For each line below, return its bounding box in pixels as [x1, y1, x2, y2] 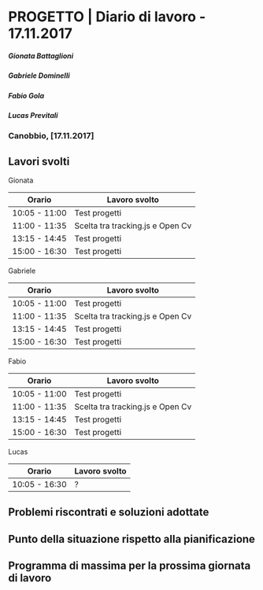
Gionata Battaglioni [8, 51, 74, 61]
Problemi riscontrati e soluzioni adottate [8, 506, 209, 519]
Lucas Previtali [8, 110, 58, 120]
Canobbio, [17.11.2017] [8, 131, 94, 142]
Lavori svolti [8, 154, 70, 168]
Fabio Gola [8, 90, 45, 100]
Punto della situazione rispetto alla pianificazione [8, 532, 256, 546]
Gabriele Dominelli [8, 71, 70, 80]
